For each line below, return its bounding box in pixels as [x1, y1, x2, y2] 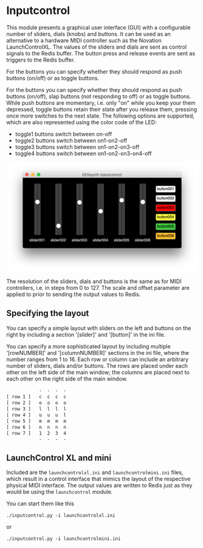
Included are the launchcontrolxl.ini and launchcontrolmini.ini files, [6, 469, 184, 476]
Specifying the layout [6, 308, 89, 318]
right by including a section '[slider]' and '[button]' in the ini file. [6, 331, 166, 338]
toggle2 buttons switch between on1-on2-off [15, 136, 128, 144]
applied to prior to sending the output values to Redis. [6, 290, 141, 298]
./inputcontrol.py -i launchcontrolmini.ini [6, 536, 121, 542]
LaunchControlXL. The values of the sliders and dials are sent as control [6, 43, 187, 51]
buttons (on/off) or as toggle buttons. [6, 74, 100, 82]
